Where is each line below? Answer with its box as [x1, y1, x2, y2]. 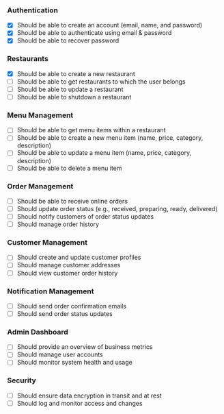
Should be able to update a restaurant [16, 85, 124, 93]
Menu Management [7, 110, 74, 120]
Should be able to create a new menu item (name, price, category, [16, 134, 204, 142]
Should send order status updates [16, 309, 113, 317]
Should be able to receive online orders [16, 197, 128, 205]
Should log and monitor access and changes [16, 399, 143, 407]
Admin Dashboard [7, 327, 68, 337]
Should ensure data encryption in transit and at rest [16, 391, 162, 400]
